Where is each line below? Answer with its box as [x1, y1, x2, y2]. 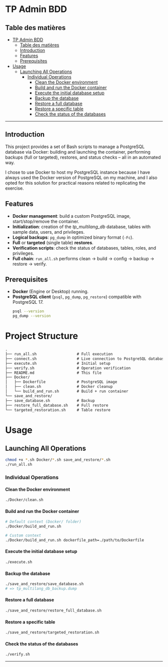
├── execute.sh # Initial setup [5, 361, 111, 366]
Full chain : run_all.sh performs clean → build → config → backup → [12, 255, 154, 261]
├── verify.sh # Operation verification [5, 365, 131, 371]
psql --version [12, 309, 44, 314]
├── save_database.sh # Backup [5, 398, 95, 403]
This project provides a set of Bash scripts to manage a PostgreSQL [5, 144, 145, 150]
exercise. [5, 185, 24, 191]
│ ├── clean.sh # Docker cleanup [5, 384, 113, 389]
